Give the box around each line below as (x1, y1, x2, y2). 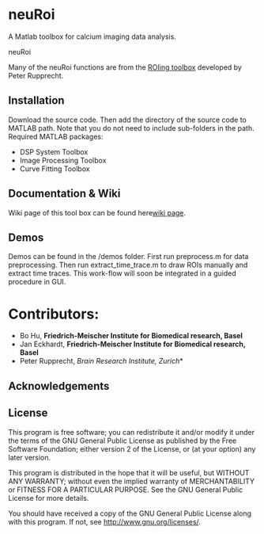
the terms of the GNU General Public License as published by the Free (8, 436, 237, 445)
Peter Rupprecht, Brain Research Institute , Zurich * (19, 357, 183, 366)
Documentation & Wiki (8, 187, 121, 200)
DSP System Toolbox (19, 147, 89, 156)
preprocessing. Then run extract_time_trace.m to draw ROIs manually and (8, 260, 248, 270)
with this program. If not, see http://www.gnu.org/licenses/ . (8, 517, 202, 526)
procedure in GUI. (8, 277, 66, 287)
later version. (8, 452, 51, 462)
